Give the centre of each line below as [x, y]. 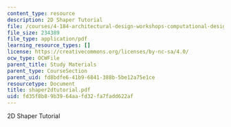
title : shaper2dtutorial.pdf [49, 90]
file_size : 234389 [33, 33]
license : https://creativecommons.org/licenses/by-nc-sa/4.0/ [98, 52]
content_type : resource [41, 13]
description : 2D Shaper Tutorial [55, 20]
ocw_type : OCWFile [33, 58]
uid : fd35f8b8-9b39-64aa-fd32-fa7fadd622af [70, 97]
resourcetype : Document [41, 84]
